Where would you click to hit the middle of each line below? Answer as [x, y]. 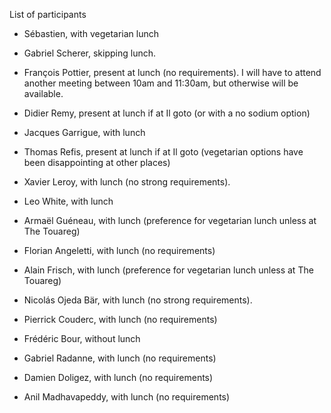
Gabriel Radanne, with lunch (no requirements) [120, 358]
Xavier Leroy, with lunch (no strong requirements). [127, 182]
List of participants [48, 14]
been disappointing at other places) [97, 162]
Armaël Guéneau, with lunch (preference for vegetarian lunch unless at [170, 220]
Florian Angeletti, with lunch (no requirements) [119, 250]
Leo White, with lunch [68, 201]
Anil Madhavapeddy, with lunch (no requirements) [127, 397]
